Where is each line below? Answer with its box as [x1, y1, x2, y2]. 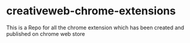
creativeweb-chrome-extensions [6, 4, 176, 18]
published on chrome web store [6, 30, 86, 37]
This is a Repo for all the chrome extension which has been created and [6, 24, 185, 31]
